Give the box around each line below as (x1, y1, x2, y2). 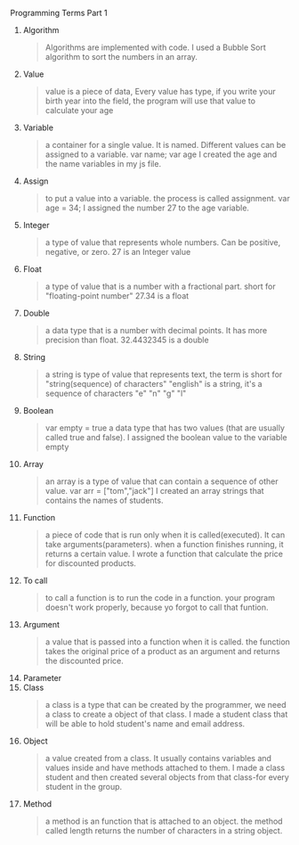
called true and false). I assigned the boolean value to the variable (44, 432, 287, 442)
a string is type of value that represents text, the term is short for (44, 369, 283, 380)
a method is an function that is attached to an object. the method (44, 816, 283, 826)
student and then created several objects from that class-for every (44, 772, 290, 783)
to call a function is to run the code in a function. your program (44, 593, 275, 603)
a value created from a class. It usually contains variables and (44, 753, 272, 763)
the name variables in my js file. (44, 159, 162, 168)
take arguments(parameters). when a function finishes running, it (44, 539, 284, 549)
